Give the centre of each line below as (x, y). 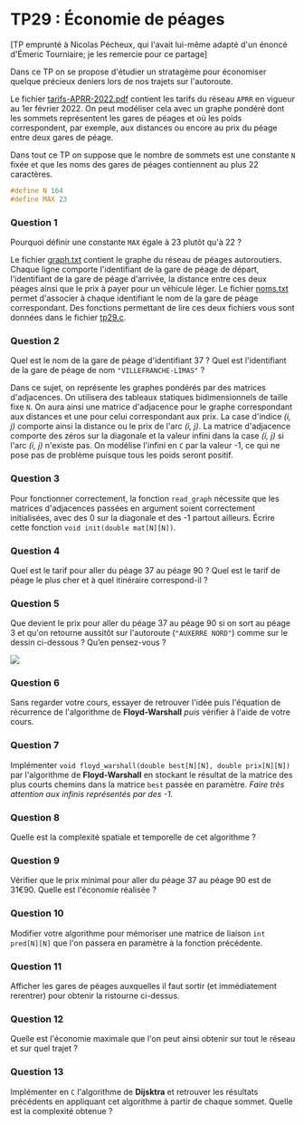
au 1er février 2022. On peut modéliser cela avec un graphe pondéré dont (147, 108)
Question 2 (35, 341)
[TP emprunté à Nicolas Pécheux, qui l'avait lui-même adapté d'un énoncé (149, 44)
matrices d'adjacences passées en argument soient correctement (133, 508)
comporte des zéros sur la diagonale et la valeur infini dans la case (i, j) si (147, 436)
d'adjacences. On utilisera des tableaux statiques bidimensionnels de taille (149, 398)
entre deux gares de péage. (62, 137)
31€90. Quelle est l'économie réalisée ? (84, 890)
